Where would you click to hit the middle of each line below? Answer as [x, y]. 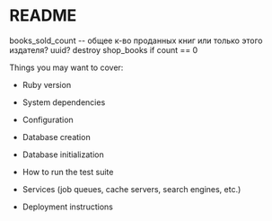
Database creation [57, 137]
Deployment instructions [68, 207]
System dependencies [64, 102]
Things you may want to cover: [66, 67]
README [43, 16]
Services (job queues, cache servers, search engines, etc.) [132, 189]
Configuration [48, 119]
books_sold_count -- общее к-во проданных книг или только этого [136, 40]
